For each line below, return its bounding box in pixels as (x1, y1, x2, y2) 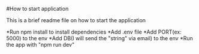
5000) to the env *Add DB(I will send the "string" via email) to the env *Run (6, 35, 193, 41)
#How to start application (6, 5, 69, 12)
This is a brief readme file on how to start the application (6, 17, 146, 23)
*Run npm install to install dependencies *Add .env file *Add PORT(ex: (6, 28, 182, 35)
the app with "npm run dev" (6, 41, 75, 48)
